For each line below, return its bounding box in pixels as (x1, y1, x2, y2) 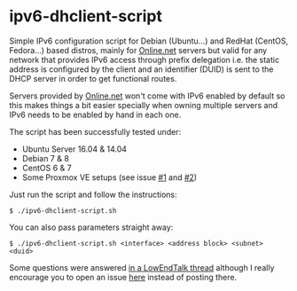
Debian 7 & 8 (21, 153, 69, 163)
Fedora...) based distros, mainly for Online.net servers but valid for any (9, 44, 268, 55)
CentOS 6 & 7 (21, 162, 73, 173)
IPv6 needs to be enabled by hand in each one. (9, 109, 182, 120)
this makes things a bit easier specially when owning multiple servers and (9, 99, 278, 110)
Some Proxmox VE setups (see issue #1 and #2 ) (21, 171, 198, 183)
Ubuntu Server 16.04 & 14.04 (21, 144, 127, 154)
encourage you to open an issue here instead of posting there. (9, 271, 238, 282)
